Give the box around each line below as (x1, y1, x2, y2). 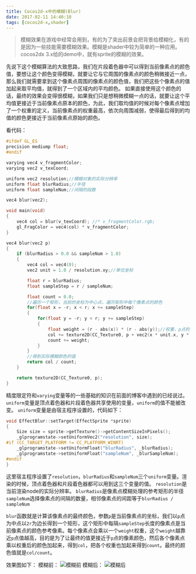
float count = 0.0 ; (27, 293, 75, 300)
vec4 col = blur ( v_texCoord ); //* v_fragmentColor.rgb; (16, 219, 156, 224)
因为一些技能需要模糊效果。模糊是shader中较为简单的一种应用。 (25, 43, 181, 50)
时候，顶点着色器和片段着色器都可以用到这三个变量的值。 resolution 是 (16, 480, 187, 487)
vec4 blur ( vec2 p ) (6, 240, 51, 246)
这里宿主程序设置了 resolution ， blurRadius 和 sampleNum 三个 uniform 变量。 (6, 473, 182, 480)
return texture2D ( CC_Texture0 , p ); (16, 375, 103, 381)
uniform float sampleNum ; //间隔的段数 (6, 186, 96, 193)
